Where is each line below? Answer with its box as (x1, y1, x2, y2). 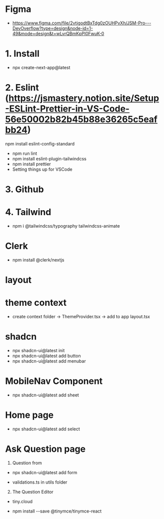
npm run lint (12, 150, 37, 156)
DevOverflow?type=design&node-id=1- (12, 25, 93, 31)
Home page (5, 409, 54, 421)
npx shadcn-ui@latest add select (12, 426, 81, 432)
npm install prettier (12, 161, 51, 167)
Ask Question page (5, 443, 86, 454)
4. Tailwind (5, 207, 51, 218)
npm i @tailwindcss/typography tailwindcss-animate (12, 223, 120, 229)
